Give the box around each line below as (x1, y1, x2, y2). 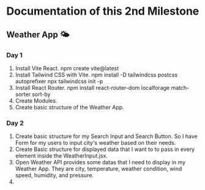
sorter (15, 90, 31, 98)
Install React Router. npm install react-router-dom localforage (15, 84, 170, 91)
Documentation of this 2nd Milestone (6, 4, 199, 18)
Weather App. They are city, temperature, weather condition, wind (15, 165, 182, 172)
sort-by (31, 90, 51, 98)
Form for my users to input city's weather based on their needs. (15, 139, 176, 147)
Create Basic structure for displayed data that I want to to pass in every (15, 145, 195, 153)
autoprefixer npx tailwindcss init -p (15, 78, 103, 85)
